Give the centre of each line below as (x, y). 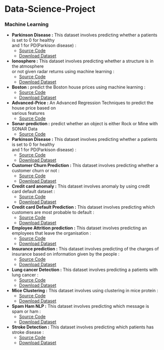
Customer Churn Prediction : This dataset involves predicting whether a (85, 165)
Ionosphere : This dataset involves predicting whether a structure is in (82, 61)
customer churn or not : (35, 171)
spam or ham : (26, 311)
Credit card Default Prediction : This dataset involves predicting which (83, 207)
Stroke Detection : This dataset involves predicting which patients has (82, 327)
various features (28, 113)
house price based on (34, 108)
